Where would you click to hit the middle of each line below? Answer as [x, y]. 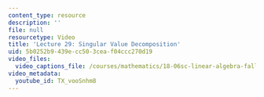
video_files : [29, 59]
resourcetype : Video [42, 37]
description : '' [35, 23]
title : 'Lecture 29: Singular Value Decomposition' [94, 45]
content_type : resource [47, 15]
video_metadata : [35, 74]
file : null [26, 30]
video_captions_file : [51, 66]
